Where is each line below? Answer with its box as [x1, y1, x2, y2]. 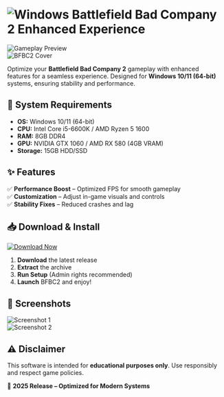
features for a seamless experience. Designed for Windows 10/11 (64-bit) [7, 72, 216, 80]
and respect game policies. [7, 369, 85, 376]
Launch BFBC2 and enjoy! [16, 278, 91, 286]
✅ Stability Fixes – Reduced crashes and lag [7, 200, 134, 208]
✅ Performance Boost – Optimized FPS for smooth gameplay [7, 184, 181, 193]
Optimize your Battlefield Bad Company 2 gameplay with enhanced [7, 64, 199, 73]
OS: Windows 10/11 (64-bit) [16, 117, 95, 125]
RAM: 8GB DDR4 [16, 132, 66, 140]
